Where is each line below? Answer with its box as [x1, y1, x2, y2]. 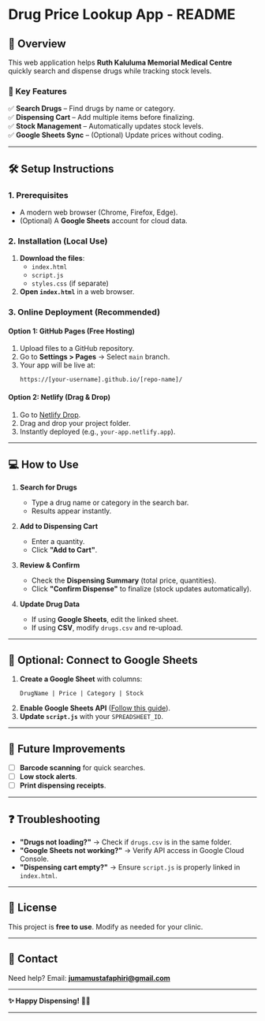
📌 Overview [8, 37, 66, 50]
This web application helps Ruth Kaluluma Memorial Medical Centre [8, 58, 233, 67]
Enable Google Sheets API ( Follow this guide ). [19, 703, 171, 713]
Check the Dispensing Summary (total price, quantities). [31, 576, 217, 585]
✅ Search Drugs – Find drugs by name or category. [8, 104, 176, 114]
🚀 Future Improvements [8, 742, 126, 755]
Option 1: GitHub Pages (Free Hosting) [8, 326, 136, 336]
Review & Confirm [19, 561, 80, 570]
